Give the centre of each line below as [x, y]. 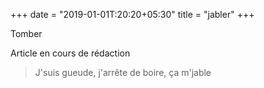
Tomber [26, 33]
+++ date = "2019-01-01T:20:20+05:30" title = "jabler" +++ [132, 14]
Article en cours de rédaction [70, 53]
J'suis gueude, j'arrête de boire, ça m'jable [123, 72]
